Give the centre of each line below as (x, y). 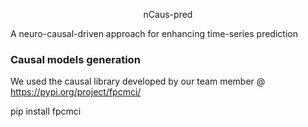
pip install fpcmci (46, 111)
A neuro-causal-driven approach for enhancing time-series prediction (154, 33)
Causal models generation (75, 59)
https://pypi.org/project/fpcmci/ (76, 92)
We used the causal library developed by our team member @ (138, 81)
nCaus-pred (168, 14)
